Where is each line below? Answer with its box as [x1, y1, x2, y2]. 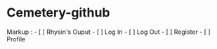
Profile [6, 35, 26, 43]
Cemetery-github [6, 5, 110, 21]
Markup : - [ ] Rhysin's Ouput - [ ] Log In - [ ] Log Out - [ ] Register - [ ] [6, 28, 211, 36]
